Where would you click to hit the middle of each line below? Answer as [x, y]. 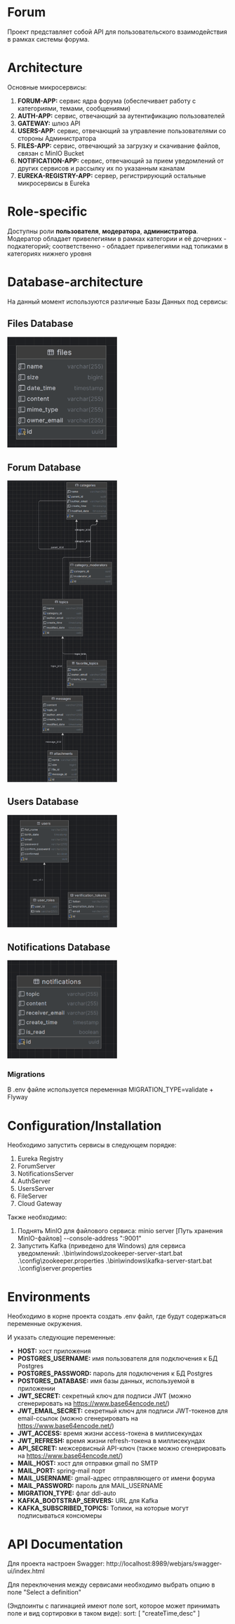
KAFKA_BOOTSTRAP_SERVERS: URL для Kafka [88, 1501]
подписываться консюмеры [60, 1516]
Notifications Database [59, 947]
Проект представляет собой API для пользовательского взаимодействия [117, 32]
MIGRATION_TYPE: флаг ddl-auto [67, 1493]
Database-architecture [75, 282]
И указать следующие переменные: [61, 1337]
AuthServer [34, 1181]
